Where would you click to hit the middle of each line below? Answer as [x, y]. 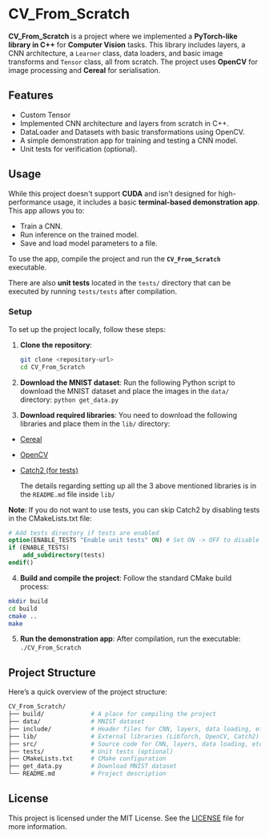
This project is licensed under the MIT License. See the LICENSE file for [126, 818]
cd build [23, 609]
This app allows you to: [46, 210]
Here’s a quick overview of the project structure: [88, 692]
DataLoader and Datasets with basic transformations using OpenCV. [132, 132]
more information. [38, 826]
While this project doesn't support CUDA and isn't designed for [112, 193]
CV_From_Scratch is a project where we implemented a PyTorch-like [123, 36]
